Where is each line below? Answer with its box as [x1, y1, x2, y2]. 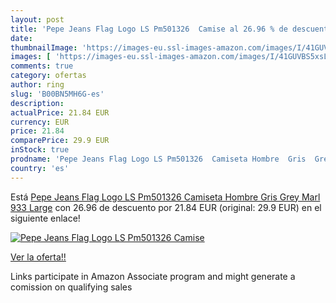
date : [10, 33, 33, 43]
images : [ [10, 52, 52, 62]
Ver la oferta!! [10, 251, 67, 263]
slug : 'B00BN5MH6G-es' [10, 89, 105, 99]
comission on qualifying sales [10, 281, 133, 293]
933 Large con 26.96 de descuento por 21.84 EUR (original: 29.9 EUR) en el [10, 201, 322, 213]
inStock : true [10, 145, 70, 155]
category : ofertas [10, 71, 87, 81]
